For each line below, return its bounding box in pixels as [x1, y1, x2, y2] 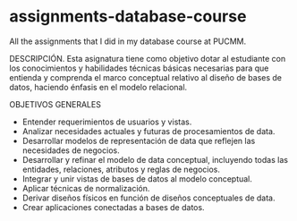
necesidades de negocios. [21, 145, 120, 156]
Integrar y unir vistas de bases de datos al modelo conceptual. [21, 173, 253, 184]
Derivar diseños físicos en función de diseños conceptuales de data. [21, 192, 276, 203]
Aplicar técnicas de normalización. [21, 183, 150, 193]
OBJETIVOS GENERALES [9, 98, 101, 109]
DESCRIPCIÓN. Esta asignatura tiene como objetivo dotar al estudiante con [9, 53, 286, 64]
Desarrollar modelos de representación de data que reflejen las [21, 135, 256, 146]
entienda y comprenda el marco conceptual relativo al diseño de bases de [9, 72, 283, 82]
